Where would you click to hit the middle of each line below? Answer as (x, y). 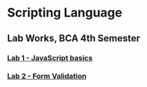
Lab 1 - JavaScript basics (50, 58)
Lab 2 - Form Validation (47, 76)
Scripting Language (65, 13)
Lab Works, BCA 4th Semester (73, 38)
